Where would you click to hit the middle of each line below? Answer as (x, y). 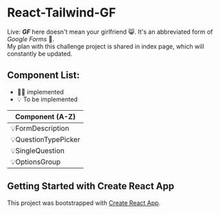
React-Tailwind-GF (62, 13)
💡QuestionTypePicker (46, 139)
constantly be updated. (40, 54)
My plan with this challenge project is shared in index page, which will (106, 46)
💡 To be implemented (47, 99)
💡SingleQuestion (38, 151)
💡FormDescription (40, 128)
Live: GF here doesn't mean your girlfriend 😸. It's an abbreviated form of (110, 32)
